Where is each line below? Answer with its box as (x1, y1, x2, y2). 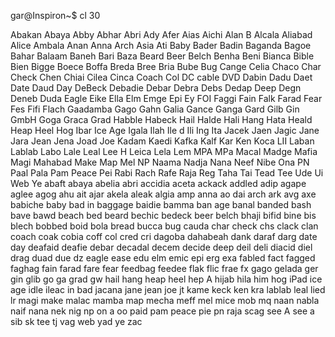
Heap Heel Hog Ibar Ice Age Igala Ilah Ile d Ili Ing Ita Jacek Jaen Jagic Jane (10, 125, 320, 136)
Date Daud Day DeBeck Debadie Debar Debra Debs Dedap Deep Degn (10, 82, 302, 94)
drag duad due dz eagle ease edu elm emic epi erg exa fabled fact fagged (10, 252, 316, 264)
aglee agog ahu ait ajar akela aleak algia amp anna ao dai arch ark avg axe (10, 188, 317, 200)
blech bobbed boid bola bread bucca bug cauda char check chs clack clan (10, 220, 319, 232)
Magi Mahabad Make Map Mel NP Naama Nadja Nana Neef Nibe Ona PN (10, 156, 310, 168)
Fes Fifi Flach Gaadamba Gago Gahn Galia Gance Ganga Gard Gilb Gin (10, 103, 300, 115)
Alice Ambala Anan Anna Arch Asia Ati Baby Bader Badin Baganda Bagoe (10, 40, 312, 51)
